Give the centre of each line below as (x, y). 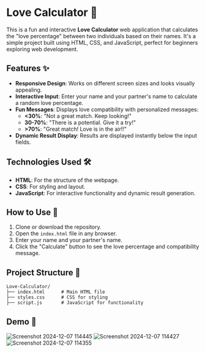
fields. (23, 142)
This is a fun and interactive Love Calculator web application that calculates (102, 29)
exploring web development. (42, 49)
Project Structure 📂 (43, 272)
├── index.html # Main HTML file (56, 292)
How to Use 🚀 (32, 212)
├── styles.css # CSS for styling (57, 297)
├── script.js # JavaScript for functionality (75, 303)
